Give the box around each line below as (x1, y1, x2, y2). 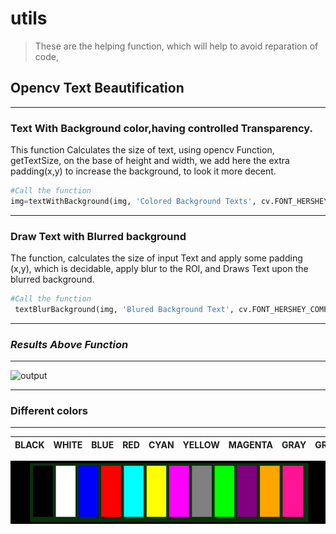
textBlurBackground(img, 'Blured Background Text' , (14, 304, 235, 314)
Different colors (10, 404, 88, 418)
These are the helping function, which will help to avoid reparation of (34, 40, 319, 52)
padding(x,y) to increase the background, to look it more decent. (10, 165, 277, 177)
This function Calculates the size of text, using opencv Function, (10, 144, 275, 156)
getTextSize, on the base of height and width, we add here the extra (10, 155, 290, 167)
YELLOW (182, 438, 220, 451)
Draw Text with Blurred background (10, 229, 187, 243)
